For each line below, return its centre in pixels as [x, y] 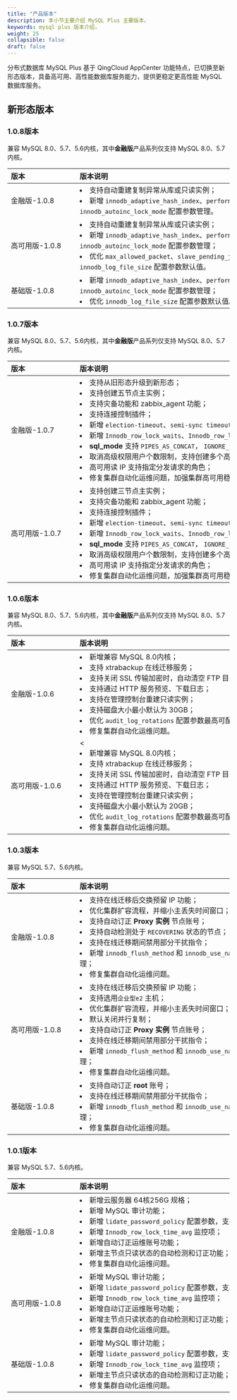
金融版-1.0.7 [33, 430]
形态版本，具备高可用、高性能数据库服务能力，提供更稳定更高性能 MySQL [115, 76]
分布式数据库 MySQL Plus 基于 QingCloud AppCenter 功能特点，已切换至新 [116, 67]
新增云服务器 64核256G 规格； [141, 1199]
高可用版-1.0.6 [36, 786]
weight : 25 [23, 34]
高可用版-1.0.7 [36, 533]
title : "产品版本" [32, 14]
